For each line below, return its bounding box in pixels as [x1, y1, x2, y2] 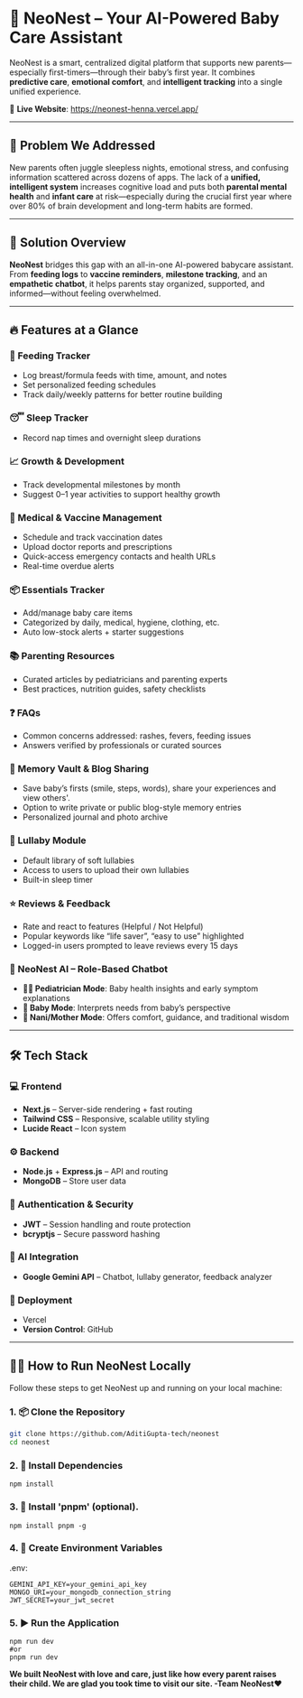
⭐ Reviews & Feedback [9, 897, 111, 910]
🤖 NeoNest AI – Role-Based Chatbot [9, 962, 169, 975]
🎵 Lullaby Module [9, 834, 87, 847]
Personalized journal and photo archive [22, 812, 169, 822]
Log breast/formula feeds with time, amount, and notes [22, 370, 227, 381]
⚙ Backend [9, 1146, 60, 1158]
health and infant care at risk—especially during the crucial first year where [9, 190, 292, 201]
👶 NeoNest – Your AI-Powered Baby [9, 8, 280, 29]
